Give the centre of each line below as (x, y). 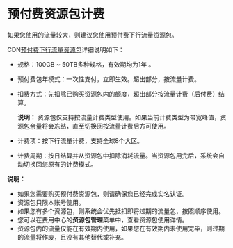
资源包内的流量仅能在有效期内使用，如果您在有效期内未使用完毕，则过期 (121, 228)
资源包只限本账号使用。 (51, 202)
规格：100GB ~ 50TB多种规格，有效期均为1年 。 (86, 64)
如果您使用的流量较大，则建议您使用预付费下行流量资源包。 (93, 35)
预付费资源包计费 (56, 14)
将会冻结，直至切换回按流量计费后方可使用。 (106, 126)
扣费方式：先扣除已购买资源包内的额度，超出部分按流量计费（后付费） (118, 94)
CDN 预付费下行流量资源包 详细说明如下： (66, 49)
